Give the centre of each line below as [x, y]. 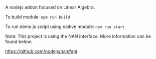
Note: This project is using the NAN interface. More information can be [78, 36]
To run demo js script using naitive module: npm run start [65, 26]
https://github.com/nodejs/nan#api [41, 51]
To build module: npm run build [38, 17]
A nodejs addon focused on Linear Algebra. [50, 7]
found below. [19, 41]
